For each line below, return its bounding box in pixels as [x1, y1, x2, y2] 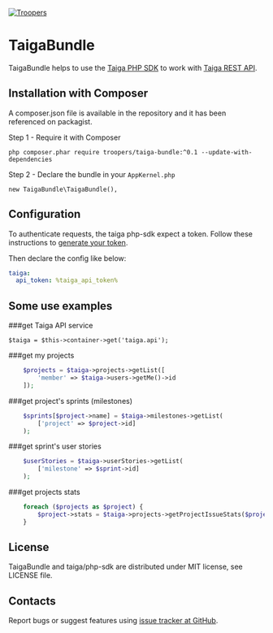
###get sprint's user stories [8, 441, 102, 451]
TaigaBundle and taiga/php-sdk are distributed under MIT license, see [8, 561, 243, 572]
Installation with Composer [8, 86, 149, 101]
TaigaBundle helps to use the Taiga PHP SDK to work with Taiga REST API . [8, 63, 258, 72]
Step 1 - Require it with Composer [8, 132, 121, 142]
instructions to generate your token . [8, 237, 128, 247]
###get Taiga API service [8, 321, 93, 331]
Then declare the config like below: [8, 253, 127, 263]
